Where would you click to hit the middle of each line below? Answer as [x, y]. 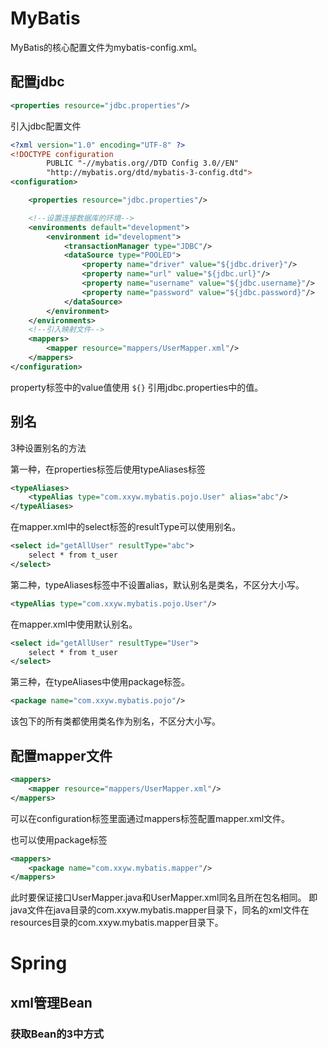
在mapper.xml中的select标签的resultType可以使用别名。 [126, 527]
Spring [39, 963]
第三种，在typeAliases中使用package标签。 [100, 682]
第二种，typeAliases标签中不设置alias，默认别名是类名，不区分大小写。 [157, 584]
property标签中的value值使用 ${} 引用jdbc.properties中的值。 [137, 387]
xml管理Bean [51, 1002]
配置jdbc [37, 82]
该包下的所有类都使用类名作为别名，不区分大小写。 [115, 721]
